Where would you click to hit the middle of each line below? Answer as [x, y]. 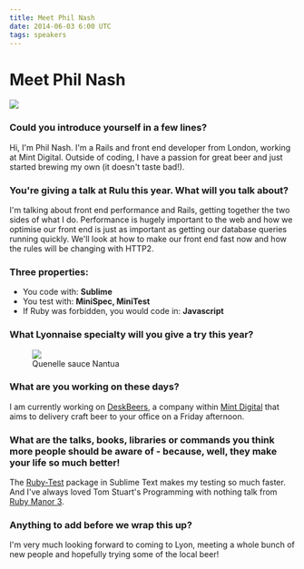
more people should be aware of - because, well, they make [143, 451]
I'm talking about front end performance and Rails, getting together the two [150, 210]
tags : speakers [38, 34]
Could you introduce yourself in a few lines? [108, 128]
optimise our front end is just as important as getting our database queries [148, 229]
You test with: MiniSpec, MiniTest [86, 301]
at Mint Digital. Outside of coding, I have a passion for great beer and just [146, 157]
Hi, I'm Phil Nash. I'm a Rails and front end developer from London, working [150, 147]
